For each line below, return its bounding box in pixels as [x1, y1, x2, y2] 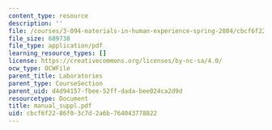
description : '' [8, 19, 63, 27]
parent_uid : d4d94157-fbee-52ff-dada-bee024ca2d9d [8, 86, 183, 95]
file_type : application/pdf [8, 42, 104, 50]
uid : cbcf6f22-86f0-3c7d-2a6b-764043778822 [8, 110, 158, 118]
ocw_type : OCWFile [8, 65, 70, 73]
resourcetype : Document [8, 94, 89, 103]
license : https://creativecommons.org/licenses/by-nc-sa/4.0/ [8, 57, 223, 65]
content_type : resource [8, 11, 89, 20]
